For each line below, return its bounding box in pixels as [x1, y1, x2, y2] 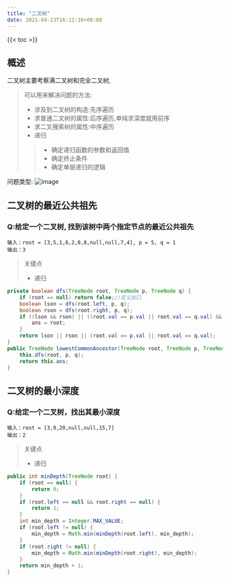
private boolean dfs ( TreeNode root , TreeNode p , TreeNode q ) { [7, 288, 192, 294]
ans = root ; [31, 320, 66, 327]
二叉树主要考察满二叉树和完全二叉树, [7, 76, 112, 84]
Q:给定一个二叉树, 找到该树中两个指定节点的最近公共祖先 [7, 222, 194, 231]
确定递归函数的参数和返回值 [51, 145, 130, 154]
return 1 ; [31, 505, 60, 512]
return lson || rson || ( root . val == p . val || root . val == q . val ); [19, 332, 216, 340]
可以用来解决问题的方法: [23, 91, 92, 100]
